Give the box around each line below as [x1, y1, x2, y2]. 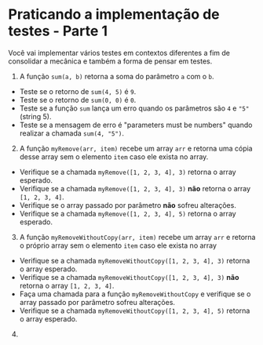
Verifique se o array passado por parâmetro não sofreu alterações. [19, 200, 237, 209]
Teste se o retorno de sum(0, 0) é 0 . [19, 95, 137, 104]
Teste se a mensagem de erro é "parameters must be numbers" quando [19, 120, 253, 129]
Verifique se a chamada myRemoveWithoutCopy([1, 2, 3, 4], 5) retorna [19, 306, 250, 315]
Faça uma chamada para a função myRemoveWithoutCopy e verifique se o [19, 289, 251, 299]
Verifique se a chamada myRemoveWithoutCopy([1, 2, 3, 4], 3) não [19, 272, 239, 281]
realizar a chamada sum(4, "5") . [19, 128, 124, 138]
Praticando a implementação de [8, 5, 220, 24]
